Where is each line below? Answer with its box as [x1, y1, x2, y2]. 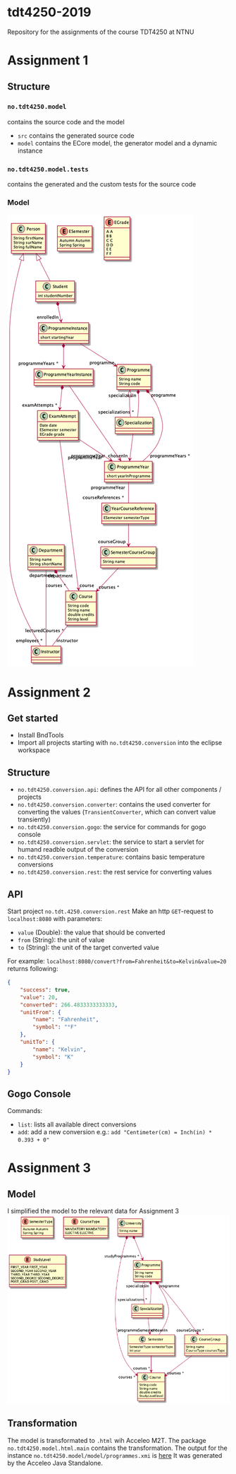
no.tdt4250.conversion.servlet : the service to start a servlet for [17, 838, 204, 846]
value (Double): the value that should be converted [17, 928, 166, 937]
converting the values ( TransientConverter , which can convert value [17, 808, 216, 816]
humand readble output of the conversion [17, 845, 139, 854]
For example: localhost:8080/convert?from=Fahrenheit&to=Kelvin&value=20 [7, 957, 227, 965]
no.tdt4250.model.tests [7, 165, 89, 173]
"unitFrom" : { [20, 1009, 61, 1016]
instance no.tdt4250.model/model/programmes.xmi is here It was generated [7, 1451, 223, 1459]
